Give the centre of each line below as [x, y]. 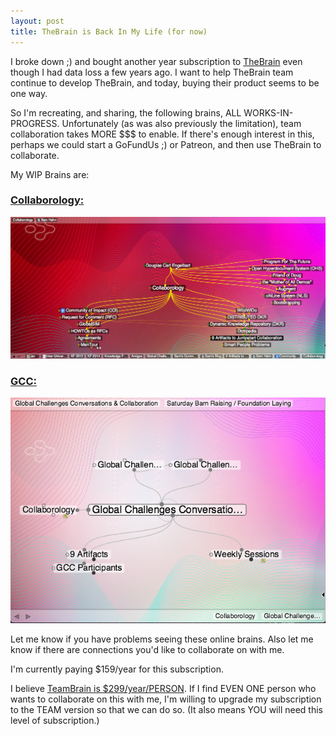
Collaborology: [47, 200]
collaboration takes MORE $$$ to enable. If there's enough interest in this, [162, 134]
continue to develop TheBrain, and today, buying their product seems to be [165, 82]
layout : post [37, 21]
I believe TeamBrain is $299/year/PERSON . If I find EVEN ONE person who [163, 689]
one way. [29, 93]
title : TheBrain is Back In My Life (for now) [109, 31]
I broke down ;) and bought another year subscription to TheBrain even [156, 61]
